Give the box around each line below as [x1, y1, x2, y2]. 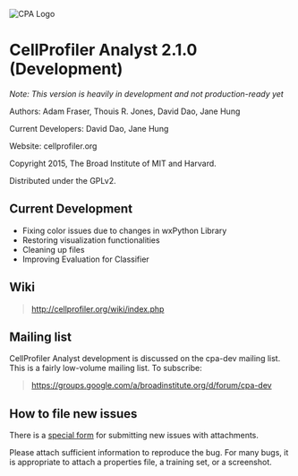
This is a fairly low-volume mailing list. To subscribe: [9, 363, 203, 374]
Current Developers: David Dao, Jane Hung [9, 123, 169, 134]
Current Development [9, 202, 132, 217]
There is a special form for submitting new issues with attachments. [9, 430, 260, 441]
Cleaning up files [21, 244, 85, 255]
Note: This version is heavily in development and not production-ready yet [9, 88, 284, 99]
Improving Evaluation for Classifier [21, 254, 149, 264]
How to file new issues [9, 406, 138, 421]
